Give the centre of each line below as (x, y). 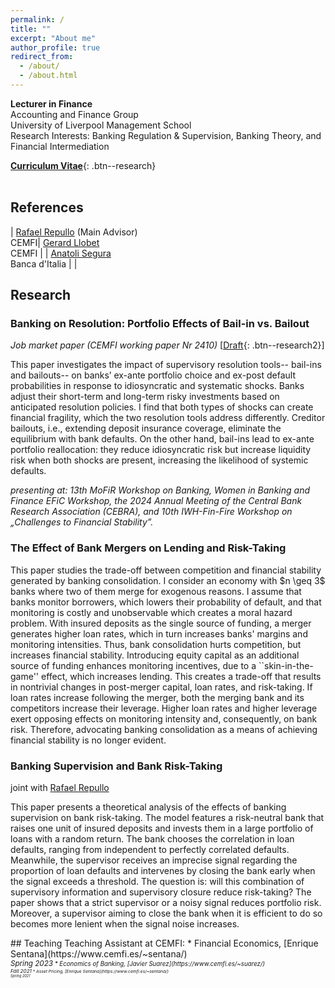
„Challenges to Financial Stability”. (82, 522)
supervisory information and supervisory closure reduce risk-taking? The (161, 892)
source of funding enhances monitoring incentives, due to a (133, 665)
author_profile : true (55, 47)
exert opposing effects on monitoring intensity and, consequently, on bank (164, 718)
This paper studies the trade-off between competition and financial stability (166, 570)
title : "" (31, 29)
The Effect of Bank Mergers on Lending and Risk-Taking (148, 548)
